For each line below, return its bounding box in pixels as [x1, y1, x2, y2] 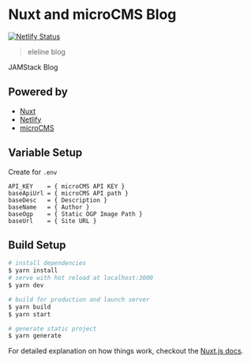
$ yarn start [8, 310, 51, 318]
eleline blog [27, 47, 66, 56]
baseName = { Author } [8, 203, 90, 211]
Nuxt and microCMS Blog [8, 6, 177, 24]
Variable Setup [8, 146, 83, 160]
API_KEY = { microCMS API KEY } [8, 182, 126, 191]
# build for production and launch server [8, 295, 150, 304]
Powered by [8, 85, 69, 99]
